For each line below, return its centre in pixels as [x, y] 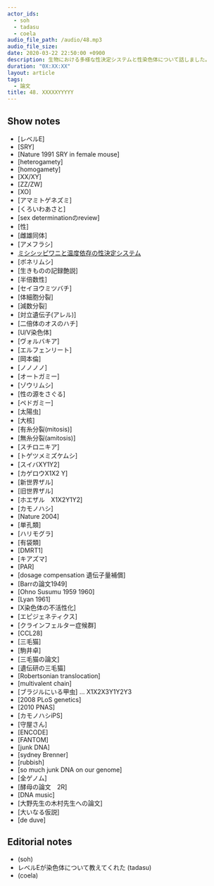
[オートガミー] [38, 376]
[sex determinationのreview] [58, 217]
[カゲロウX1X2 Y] [43, 473]
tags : [15, 79]
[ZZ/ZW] [30, 184]
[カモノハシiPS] [40, 715]
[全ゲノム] [32, 778]
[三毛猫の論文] [38, 659]
